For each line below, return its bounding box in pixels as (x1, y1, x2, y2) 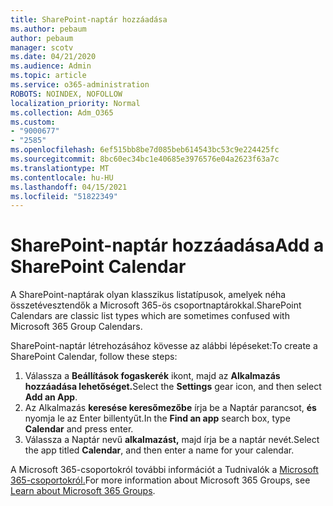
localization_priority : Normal (10, 98, 141, 108)
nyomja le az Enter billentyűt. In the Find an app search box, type (24, 412, 291, 425)
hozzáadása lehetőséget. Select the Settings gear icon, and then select (24, 381, 322, 393)
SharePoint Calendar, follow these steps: (10, 351, 178, 363)
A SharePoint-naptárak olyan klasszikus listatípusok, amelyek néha (10, 289, 287, 301)
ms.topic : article (10, 71, 87, 81)
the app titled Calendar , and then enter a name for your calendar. (24, 444, 295, 456)
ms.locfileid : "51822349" (10, 191, 118, 201)
